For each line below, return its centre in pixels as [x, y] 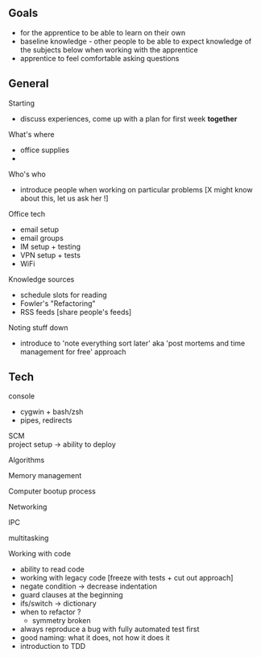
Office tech [27, 213]
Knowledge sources [41, 279]
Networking [28, 507]
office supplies [45, 150]
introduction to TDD [53, 647]
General [29, 84]
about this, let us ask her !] [64, 198]
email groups [42, 238]
